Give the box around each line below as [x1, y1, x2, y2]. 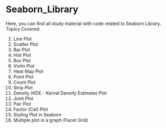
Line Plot [13, 36, 32, 42]
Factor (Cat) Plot [13, 106, 48, 112]
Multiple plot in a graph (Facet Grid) [13, 117, 88, 123]
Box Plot [13, 57, 31, 63]
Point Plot [13, 73, 34, 80]
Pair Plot [13, 100, 31, 107]
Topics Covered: [6, 25, 40, 32]
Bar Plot [13, 46, 30, 53]
